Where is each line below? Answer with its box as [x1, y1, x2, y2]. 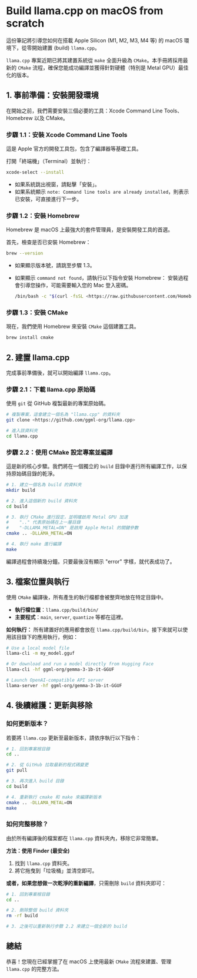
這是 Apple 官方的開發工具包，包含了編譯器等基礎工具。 [6, 145, 142, 152]
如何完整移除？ [6, 820, 49, 828]
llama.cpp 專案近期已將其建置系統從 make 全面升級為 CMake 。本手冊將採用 [6, 57, 183, 64]
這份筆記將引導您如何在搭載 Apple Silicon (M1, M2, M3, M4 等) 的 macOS [6, 37, 183, 44]
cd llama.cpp [6, 433, 38, 439]
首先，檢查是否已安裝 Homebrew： [6, 238, 91, 246]
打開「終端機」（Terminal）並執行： [6, 158, 92, 165]
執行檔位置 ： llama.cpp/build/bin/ [14, 606, 99, 613]
